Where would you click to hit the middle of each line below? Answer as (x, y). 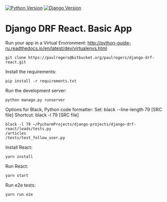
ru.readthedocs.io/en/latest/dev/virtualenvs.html (56, 48)
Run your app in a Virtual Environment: (46, 43)
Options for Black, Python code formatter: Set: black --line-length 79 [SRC (84, 109)
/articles (16, 133)
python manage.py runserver (35, 100)
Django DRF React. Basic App (69, 29)
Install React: (19, 147)
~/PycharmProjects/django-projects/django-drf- (85, 124)
